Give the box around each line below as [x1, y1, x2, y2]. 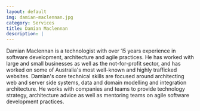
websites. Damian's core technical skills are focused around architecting [6, 73, 184, 80]
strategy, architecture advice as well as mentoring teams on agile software [6, 92, 190, 99]
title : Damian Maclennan [6, 25, 68, 32]
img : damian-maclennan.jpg [6, 14, 73, 20]
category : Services [6, 20, 55, 26]
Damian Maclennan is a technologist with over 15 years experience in [6, 47, 176, 54]
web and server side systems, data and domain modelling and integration [6, 79, 187, 87]
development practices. [6, 98, 64, 105]
